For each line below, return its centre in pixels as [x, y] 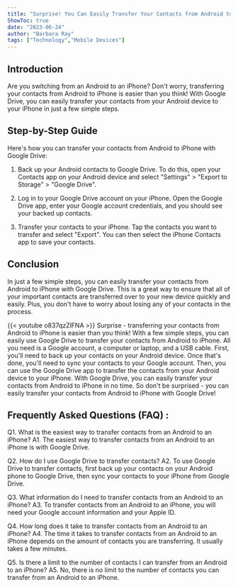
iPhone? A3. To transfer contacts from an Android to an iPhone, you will [112, 505]
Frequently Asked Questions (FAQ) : [88, 415]
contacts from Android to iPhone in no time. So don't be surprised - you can [118, 385]
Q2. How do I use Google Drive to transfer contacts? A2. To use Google [112, 461]
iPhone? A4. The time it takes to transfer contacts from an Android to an [112, 534]
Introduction [35, 69]
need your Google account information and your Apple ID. [91, 513]
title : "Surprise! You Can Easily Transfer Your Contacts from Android [115, 14]
